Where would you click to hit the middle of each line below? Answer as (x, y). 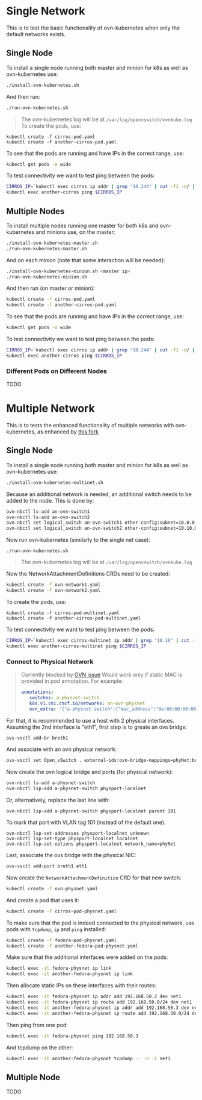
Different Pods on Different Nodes (57, 371)
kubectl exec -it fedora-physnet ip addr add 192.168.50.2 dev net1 (94, 997)
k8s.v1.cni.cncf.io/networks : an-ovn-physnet (87, 703)
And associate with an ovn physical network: (62, 749)
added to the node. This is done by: (50, 500)
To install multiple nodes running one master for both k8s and (82, 225)
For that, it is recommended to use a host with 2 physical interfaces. (90, 720)
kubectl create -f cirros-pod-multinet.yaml (63, 613)
